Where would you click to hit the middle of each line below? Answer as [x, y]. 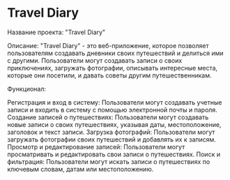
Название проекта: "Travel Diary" [56, 32]
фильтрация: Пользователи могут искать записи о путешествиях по [109, 161]
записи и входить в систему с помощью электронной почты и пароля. [112, 110]
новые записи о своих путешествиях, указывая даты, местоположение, [114, 124]
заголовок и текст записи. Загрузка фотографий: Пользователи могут [111, 132]
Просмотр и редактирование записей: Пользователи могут [96, 147]
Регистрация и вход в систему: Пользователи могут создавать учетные [115, 102]
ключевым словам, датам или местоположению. [80, 169]
